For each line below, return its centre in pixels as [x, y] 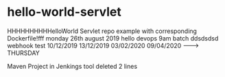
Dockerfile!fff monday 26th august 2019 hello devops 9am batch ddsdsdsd [113, 38]
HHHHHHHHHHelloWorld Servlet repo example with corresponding [102, 31]
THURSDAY [23, 53]
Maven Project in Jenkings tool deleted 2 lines [72, 66]
